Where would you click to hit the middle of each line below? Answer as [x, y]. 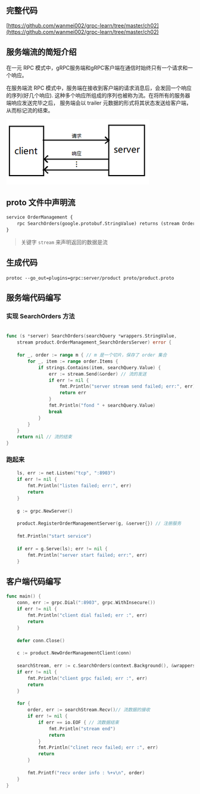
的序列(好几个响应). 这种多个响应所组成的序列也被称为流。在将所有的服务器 [98, 95]
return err [73, 393]
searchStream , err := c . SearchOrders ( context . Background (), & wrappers [106, 666]
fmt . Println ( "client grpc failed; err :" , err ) [87, 678]
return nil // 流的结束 [45, 437]
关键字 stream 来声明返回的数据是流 [64, 242]
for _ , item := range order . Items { [73, 361]
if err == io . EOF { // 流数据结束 [78, 722]
